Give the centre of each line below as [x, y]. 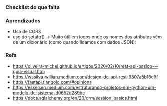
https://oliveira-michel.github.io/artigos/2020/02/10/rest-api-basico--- [86, 66]
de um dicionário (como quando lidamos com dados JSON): [74, 42]
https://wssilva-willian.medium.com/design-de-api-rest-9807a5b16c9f [85, 77]
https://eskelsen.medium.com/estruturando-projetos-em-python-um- [85, 87]
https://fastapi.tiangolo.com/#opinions [52, 82]
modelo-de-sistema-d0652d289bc [49, 93]
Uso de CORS [27, 32]
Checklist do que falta [33, 7]
